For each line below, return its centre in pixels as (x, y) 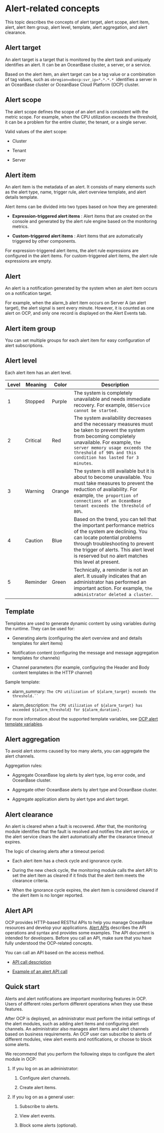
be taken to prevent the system (109, 430)
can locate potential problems (108, 537)
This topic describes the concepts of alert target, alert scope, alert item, (77, 22)
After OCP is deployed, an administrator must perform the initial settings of (80, 1018)
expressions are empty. (29, 261)
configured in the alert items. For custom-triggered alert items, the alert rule (81, 256)
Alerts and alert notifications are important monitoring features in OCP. (76, 998)
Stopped (35, 401)
